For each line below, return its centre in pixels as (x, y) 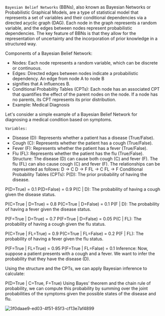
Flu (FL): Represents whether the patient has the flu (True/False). (78, 153)
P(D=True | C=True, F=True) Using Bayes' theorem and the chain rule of (78, 283)
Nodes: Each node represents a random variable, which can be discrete (85, 63)
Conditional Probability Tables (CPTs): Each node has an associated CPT (86, 89)
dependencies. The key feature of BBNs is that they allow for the (71, 33)
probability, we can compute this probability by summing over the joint (77, 288)
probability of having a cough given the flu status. (55, 224)
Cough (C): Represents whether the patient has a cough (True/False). (82, 143)
